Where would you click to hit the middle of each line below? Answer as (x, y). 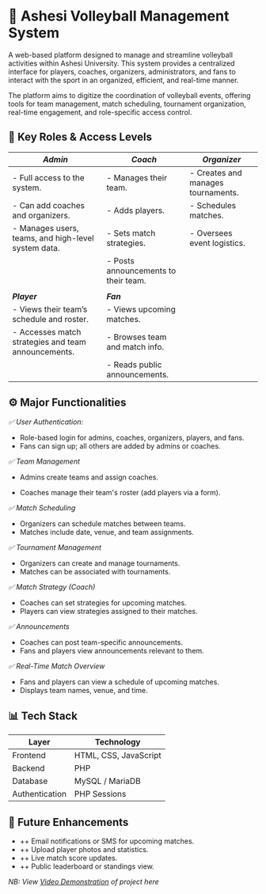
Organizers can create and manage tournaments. (100, 563)
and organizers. (41, 215)
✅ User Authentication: (46, 422)
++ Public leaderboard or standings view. (87, 866)
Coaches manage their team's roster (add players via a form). (120, 492)
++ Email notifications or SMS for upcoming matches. (107, 841)
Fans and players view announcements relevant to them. (112, 650)
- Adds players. (135, 210)
